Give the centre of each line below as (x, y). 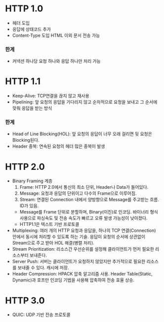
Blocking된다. (26, 140)
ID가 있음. (29, 206)
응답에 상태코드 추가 (31, 29)
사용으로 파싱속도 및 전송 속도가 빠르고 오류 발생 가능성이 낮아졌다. (83, 218)
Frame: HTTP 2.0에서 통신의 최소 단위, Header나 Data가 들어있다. (84, 187)
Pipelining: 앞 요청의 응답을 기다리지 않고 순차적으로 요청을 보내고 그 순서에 (85, 102)
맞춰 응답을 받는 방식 (32, 108)
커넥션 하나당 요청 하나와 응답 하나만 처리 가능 (56, 61)
